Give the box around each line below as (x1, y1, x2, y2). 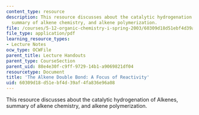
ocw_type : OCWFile (6, 47, 52, 53)
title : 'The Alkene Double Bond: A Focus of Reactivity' (6, 74, 150, 80)
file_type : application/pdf (6, 31, 76, 37)
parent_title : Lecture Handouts (6, 52, 86, 58)
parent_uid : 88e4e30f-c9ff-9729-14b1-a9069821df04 (6, 63, 134, 70)
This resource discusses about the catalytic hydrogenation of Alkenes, (6, 96, 178, 103)
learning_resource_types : (6, 36, 70, 42)
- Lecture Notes (6, 42, 46, 48)
